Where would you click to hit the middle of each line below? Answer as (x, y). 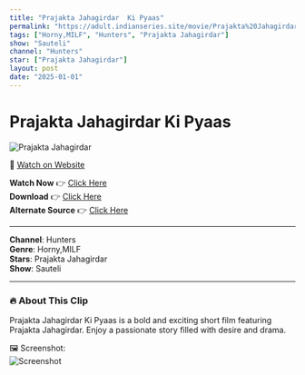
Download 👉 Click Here (55, 196)
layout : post (34, 69)
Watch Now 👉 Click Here (58, 183)
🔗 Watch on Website (47, 164)
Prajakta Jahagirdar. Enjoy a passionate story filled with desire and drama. (148, 330)
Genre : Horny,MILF (45, 249)
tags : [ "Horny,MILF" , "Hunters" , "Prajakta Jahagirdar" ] (119, 35)
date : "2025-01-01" (46, 77)
